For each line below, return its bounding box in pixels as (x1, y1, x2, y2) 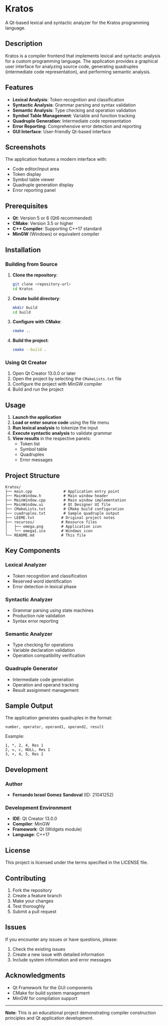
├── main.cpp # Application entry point (5, 489, 120, 494)
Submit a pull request (12, 909, 56, 915)
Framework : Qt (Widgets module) (12, 826, 82, 832)
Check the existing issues (12, 946, 66, 952)
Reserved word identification (12, 578, 72, 584)
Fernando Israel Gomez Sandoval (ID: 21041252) (12, 792, 114, 798)
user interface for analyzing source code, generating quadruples (5, 63, 138, 69)
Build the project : (12, 338, 49, 344)
